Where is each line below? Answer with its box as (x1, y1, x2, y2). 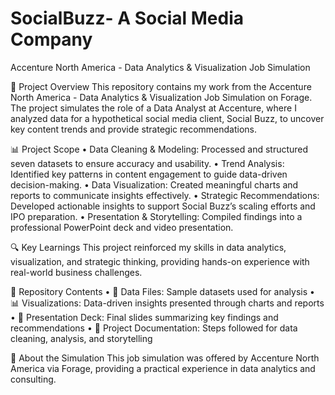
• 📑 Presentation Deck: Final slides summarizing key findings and (10, 311, 279, 323)
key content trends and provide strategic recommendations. (10, 123, 258, 135)
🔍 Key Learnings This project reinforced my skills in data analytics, (10, 241, 287, 253)
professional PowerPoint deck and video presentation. (10, 221, 234, 233)
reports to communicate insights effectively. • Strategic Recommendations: (10, 189, 320, 201)
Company (10, 28, 93, 51)
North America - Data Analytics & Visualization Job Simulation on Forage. (10, 91, 313, 103)
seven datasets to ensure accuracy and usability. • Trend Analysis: (10, 157, 285, 169)
